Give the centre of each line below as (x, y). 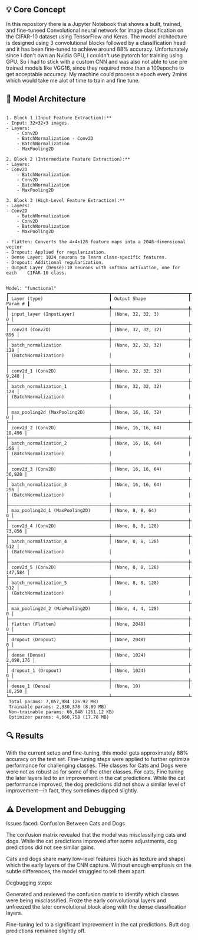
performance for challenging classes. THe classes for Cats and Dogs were (97, 766)
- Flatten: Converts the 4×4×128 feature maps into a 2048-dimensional (96, 241)
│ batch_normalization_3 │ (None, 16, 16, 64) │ (99, 484)
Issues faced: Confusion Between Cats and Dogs (66, 824)
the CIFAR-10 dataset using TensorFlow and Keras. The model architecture (97, 36)
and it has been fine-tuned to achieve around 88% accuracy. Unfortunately (97, 49)
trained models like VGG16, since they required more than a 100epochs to (95, 68)
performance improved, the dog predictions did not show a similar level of (96, 784)
